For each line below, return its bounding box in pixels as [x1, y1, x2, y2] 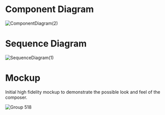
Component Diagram [5, 4, 94, 15]
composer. [5, 94, 28, 100]
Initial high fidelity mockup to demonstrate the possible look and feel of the [5, 89, 160, 95]
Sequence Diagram [5, 38, 87, 49]
